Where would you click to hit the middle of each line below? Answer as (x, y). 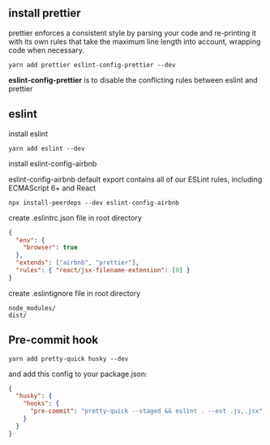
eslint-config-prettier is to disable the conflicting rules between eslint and (133, 79)
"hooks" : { (41, 404)
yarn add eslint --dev (47, 148)
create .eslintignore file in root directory (75, 293)
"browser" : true (51, 248)
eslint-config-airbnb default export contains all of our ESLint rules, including (135, 179)
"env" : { (30, 240)
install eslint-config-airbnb (53, 163)
